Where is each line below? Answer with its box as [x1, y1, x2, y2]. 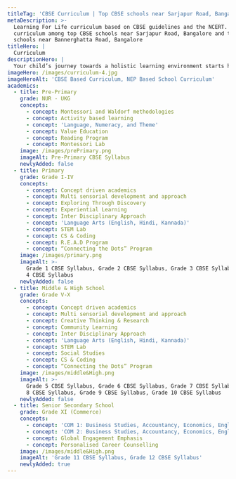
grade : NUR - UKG [20, 96, 71, 103]
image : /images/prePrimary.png [20, 147, 112, 155]
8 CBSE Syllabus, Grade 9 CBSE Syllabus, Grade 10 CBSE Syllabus [25, 389, 221, 396]
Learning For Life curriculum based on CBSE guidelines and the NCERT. [13, 23, 228, 30]
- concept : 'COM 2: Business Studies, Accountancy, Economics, [25, 428, 216, 435]
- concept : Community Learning [25, 324, 118, 331]
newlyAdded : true [20, 461, 71, 468]
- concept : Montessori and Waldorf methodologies [25, 108, 174, 115]
